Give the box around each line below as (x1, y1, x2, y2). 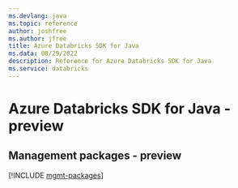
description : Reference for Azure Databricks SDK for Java (8, 58, 212, 66)
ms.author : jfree (8, 34, 67, 43)
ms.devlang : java (8, 11, 67, 20)
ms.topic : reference (8, 19, 79, 28)
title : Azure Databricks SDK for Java (8, 42, 139, 50)
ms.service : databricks (8, 65, 89, 73)
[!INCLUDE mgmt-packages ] (8, 170, 104, 180)
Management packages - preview (8, 149, 182, 163)
